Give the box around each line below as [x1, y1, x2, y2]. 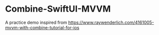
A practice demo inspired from [5, 19, 68, 25]
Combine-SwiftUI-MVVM [5, 3, 111, 15]
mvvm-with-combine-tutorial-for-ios [5, 24, 79, 30]
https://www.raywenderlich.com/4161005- [68, 19, 154, 25]
